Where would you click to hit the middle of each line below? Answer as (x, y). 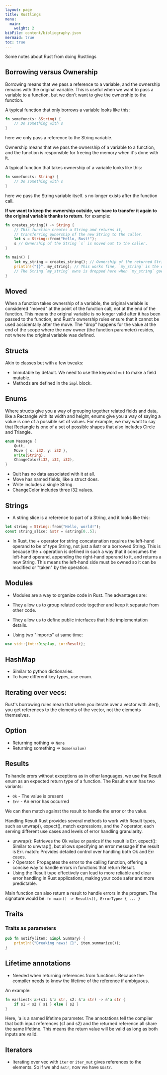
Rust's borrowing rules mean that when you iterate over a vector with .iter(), (83, 704)
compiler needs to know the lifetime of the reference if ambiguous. (81, 981)
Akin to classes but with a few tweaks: (44, 363)
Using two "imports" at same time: (47, 635)
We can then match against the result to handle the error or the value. (76, 811)
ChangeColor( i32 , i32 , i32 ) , (44, 460)
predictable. (25, 883)
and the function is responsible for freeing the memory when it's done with (82, 153)
